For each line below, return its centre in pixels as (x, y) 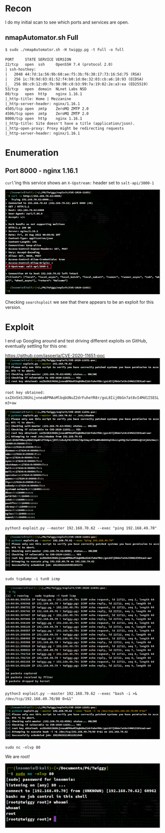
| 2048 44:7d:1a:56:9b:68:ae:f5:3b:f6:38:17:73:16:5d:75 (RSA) (73, 74)
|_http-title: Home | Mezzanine (38, 99)
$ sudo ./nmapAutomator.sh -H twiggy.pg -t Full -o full (65, 50)
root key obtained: (25, 392)
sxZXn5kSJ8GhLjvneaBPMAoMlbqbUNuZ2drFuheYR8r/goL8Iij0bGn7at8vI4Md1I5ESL (82, 398)
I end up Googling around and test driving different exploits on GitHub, (76, 340)
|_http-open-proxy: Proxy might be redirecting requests (65, 128)
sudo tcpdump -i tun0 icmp (33, 579)
